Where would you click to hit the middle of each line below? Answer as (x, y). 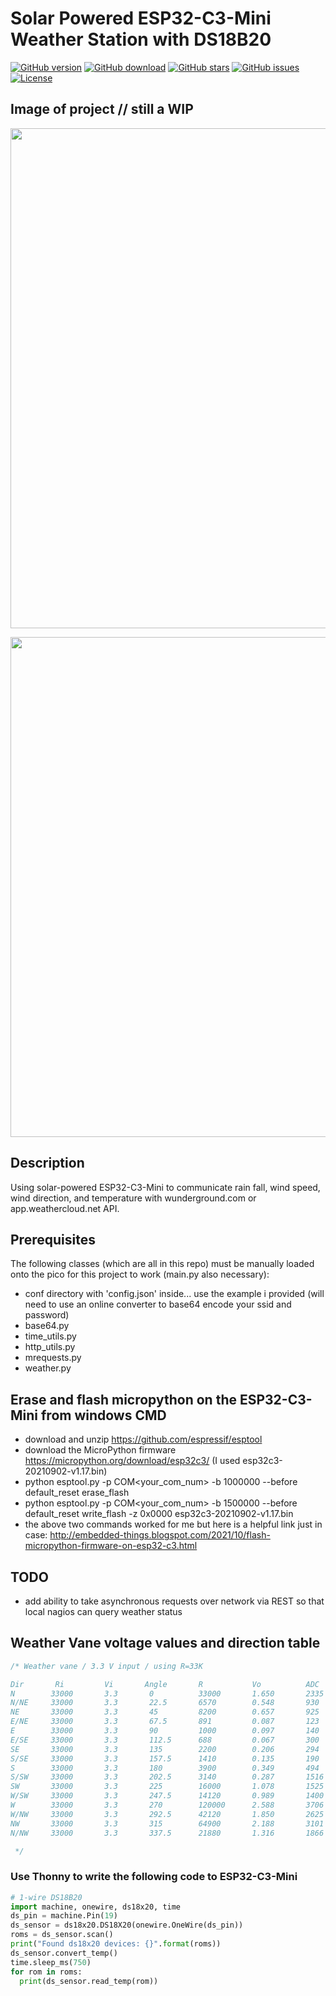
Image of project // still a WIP (102, 109)
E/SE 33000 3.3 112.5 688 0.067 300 (165, 1740)
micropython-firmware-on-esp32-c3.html (111, 1546)
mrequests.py (53, 1358)
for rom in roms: (46, 1972)
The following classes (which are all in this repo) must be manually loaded (162, 1264)
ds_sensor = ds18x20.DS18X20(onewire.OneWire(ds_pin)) (127, 1925)
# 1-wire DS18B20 (46, 1897)
